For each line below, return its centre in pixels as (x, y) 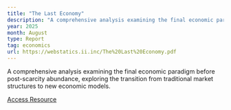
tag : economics (29, 45)
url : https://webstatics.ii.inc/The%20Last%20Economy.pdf (92, 52)
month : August (27, 33)
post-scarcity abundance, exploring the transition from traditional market (110, 78)
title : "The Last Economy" (46, 13)
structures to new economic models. (59, 86)
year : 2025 (23, 26)
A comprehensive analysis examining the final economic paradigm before (111, 71)
